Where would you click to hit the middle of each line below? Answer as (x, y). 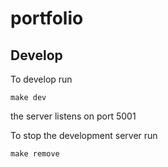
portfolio (47, 18)
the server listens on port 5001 (73, 116)
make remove (35, 154)
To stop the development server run (84, 135)
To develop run (41, 79)
